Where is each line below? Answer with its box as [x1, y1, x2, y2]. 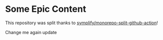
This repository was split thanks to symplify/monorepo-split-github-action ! [5, 20, 159, 26]
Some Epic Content [5, 3, 86, 15]
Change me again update [5, 29, 57, 35]
